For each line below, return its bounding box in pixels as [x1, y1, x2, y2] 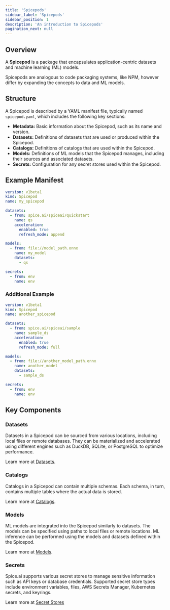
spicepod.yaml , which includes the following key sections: [5, 113, 126, 119]
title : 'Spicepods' [5, 7, 47, 13]
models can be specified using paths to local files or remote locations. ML [5, 528, 160, 534]
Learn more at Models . [5, 549, 53, 555]
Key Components [5, 406, 61, 414]
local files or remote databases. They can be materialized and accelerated [5, 438, 160, 444]
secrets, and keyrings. [5, 590, 52, 596]
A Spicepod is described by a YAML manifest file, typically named [5, 108, 143, 114]
